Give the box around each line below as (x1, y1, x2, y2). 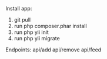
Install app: (5, 5, 32, 12)
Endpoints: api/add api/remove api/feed (5, 46, 102, 53)
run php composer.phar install (14, 23, 87, 29)
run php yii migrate (14, 35, 60, 41)
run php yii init (14, 29, 49, 36)
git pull (14, 16, 31, 23)
